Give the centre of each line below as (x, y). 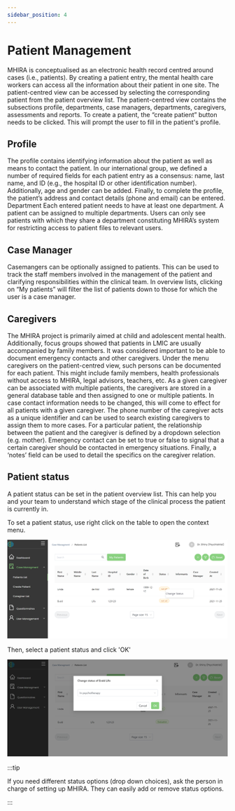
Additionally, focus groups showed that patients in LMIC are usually (104, 343)
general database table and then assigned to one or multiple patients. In (111, 395)
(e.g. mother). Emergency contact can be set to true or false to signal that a (116, 440)
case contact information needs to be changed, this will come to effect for (114, 403)
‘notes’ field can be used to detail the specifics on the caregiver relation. (111, 455)
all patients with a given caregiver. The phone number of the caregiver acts (115, 410)
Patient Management (69, 50)
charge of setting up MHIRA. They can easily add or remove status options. (115, 789)
